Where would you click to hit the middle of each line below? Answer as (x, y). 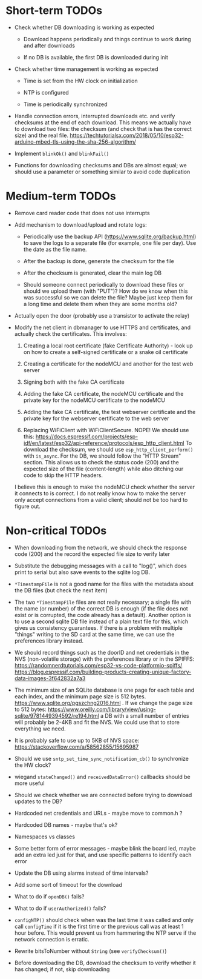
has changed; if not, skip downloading (62, 969)
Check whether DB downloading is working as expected (84, 27)
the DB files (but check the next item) (61, 590)
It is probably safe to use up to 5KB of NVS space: (77, 740)
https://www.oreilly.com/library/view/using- (102, 709)
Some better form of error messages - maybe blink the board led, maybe (105, 848)
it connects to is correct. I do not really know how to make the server (100, 493)
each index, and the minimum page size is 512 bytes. (80, 696)
